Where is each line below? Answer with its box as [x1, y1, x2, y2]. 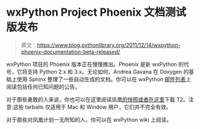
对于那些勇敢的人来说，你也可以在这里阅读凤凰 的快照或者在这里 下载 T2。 [6, 95, 189, 103]
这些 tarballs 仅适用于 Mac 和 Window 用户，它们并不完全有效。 [13, 103, 172, 110]
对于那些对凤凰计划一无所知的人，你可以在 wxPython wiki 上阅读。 [6, 116, 172, 123]
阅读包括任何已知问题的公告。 [6, 83, 80, 90]
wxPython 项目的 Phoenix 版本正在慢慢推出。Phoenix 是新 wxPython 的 [6, 61, 184, 68]
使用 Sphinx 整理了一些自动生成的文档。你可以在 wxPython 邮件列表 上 [16, 76, 192, 83]
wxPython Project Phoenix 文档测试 [6, 5, 187, 19]
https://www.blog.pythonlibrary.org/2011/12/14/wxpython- [37, 41, 181, 49]
